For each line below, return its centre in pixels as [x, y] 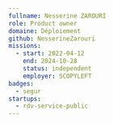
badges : [21, 83]
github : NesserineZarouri [52, 38]
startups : [25, 99]
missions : [25, 46]
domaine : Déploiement [45, 31]
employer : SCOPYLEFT [57, 76]
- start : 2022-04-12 [50, 53]
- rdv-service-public [52, 106]
